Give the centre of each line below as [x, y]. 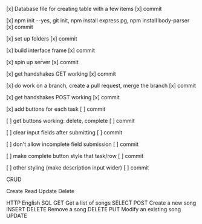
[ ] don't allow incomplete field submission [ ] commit [73, 144]
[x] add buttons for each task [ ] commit [56, 109]
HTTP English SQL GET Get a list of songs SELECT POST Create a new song [101, 203]
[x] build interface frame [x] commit [50, 50]
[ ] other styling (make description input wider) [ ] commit [78, 168]
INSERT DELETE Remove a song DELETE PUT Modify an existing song [94, 209]
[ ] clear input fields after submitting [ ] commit [64, 132]
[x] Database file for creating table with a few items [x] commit [84, 9]
